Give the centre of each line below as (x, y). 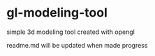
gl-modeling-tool (57, 13)
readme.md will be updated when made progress (77, 45)
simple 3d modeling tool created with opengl (71, 32)
